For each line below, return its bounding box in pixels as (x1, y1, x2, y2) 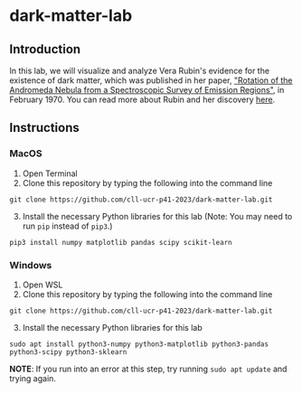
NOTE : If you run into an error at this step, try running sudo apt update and (9, 363, 288, 374)
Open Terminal (22, 168, 79, 179)
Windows (9, 258, 52, 271)
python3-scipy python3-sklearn (9, 347, 127, 357)
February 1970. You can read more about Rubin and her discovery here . (9, 94, 276, 105)
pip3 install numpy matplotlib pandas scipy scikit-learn (9, 238, 232, 247)
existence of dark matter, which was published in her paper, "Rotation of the (9, 75, 293, 86)
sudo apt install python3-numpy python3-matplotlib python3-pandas (9, 340, 269, 349)
